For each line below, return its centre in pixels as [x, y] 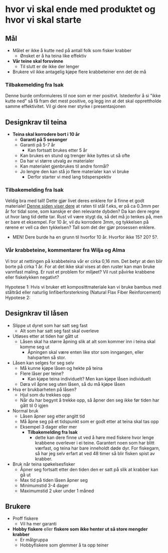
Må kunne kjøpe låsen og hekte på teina [61, 368]
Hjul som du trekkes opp [45, 394]
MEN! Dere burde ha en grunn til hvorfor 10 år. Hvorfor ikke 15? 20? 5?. [86, 237]
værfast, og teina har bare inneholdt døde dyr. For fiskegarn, [98, 448]
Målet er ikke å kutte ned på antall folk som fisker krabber [72, 50]
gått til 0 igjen [34, 405]
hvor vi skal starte [43, 20]
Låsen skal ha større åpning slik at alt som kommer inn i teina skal [88, 341]
